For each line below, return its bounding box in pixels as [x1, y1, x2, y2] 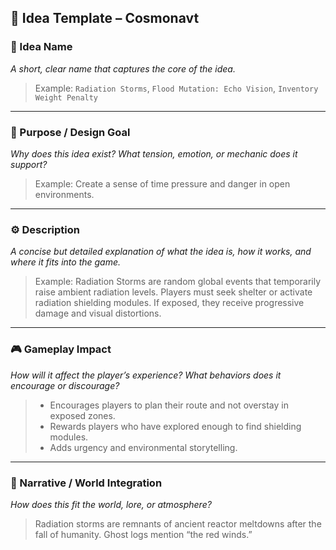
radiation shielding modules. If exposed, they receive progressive [34, 297, 305, 309]
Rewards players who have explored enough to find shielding [49, 420, 302, 432]
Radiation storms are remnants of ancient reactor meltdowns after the [34, 517, 322, 530]
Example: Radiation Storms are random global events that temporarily [34, 276, 322, 288]
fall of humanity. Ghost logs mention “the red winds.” [34, 528, 253, 540]
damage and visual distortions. [34, 307, 162, 320]
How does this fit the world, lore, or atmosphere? [10, 498, 212, 510]
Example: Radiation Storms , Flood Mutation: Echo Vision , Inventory [34, 82, 319, 94]
